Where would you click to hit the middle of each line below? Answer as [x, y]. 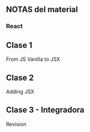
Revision [16, 124]
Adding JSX [20, 91]
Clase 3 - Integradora [45, 110]
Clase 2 [20, 77]
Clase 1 [19, 45]
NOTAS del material [42, 10]
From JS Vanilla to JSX [33, 59]
